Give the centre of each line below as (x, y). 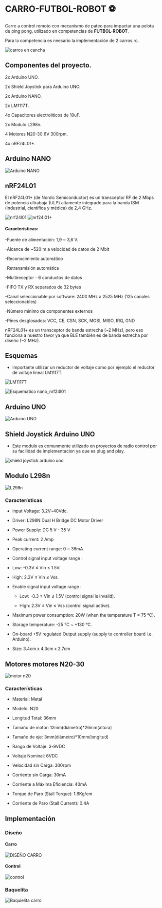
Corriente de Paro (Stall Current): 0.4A (51, 803)
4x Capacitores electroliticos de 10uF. (43, 115)
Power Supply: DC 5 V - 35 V (41, 530)
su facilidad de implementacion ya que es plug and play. (68, 451)
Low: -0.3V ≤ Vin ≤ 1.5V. (36, 568)
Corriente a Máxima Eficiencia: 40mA (49, 784)
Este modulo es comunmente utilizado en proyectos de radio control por (84, 446)
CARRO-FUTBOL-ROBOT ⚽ (60, 9)
